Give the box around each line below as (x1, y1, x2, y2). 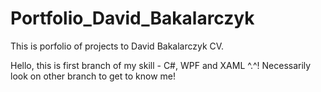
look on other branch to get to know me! (10, 70, 176, 82)
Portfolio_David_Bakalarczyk (10, 7, 255, 30)
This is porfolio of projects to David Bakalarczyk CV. (10, 40, 225, 52)
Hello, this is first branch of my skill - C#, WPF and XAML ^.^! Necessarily (10, 59, 312, 71)
